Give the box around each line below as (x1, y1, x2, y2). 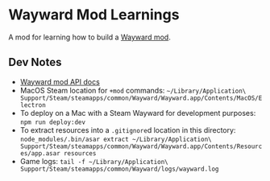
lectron (19, 101, 46, 109)
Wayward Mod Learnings (8, 6, 180, 24)
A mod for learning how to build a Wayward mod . (8, 32, 171, 42)
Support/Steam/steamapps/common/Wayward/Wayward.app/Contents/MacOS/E (19, 94, 263, 102)
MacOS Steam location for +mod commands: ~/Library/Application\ (19, 85, 247, 95)
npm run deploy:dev (19, 118, 86, 126)
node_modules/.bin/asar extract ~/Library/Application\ (19, 135, 212, 143)
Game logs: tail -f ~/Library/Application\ (19, 156, 168, 166)
